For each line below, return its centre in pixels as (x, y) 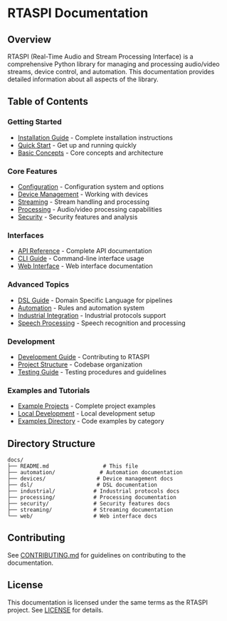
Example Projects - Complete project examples (86, 406)
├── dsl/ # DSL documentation (83, 485)
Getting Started (35, 122)
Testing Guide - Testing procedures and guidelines (92, 371)
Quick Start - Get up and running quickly (77, 145)
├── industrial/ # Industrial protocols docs (94, 491)
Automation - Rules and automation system (81, 307)
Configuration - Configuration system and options (91, 186)
